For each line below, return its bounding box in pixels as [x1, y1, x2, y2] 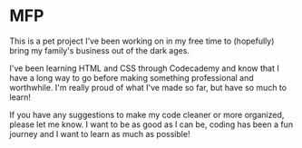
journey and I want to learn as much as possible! [9, 128, 190, 139]
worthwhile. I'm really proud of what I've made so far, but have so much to [9, 82, 287, 93]
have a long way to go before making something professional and [9, 72, 254, 83]
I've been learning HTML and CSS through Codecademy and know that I [9, 63, 279, 74]
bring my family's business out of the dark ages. [9, 44, 190, 55]
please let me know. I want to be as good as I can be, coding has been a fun [9, 119, 293, 130]
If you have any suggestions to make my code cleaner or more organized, [9, 109, 285, 120]
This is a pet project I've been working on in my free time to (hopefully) [9, 35, 275, 46]
